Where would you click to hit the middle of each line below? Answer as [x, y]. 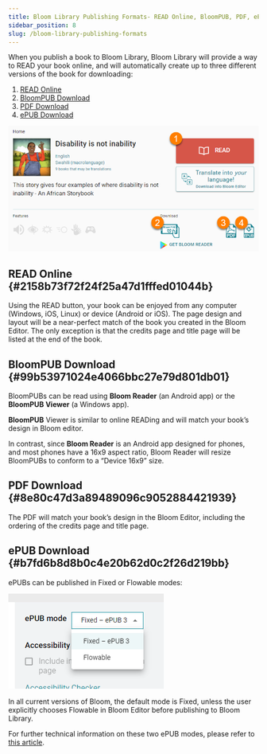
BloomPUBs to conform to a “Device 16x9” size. [86, 461]
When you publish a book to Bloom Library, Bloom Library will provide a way [133, 57]
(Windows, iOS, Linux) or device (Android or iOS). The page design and [125, 314]
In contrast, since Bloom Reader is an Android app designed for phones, [127, 443]
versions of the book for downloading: [71, 74]
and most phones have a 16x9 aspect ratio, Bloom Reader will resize [120, 452]
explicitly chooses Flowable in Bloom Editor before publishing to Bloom [124, 709]
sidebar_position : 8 [43, 25]
